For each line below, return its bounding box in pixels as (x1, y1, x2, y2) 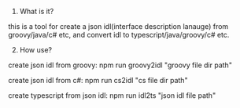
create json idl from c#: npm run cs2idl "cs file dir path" (8, 76, 188, 85)
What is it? (19, 7, 54, 16)
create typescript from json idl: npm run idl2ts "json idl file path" (8, 91, 216, 100)
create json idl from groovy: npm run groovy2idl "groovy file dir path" (8, 60, 232, 70)
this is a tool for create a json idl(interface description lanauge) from (8, 22, 229, 31)
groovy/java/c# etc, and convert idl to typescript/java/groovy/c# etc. (8, 31, 230, 39)
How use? (19, 45, 53, 54)
